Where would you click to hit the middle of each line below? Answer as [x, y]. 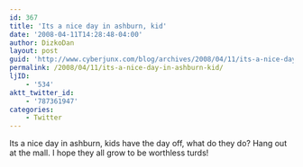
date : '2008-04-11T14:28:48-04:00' [76, 34]
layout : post [34, 51]
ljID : [19, 76]
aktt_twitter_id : [42, 92]
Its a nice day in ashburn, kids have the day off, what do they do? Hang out [148, 144]
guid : [19, 59]
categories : [32, 110]
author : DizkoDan [42, 43]
